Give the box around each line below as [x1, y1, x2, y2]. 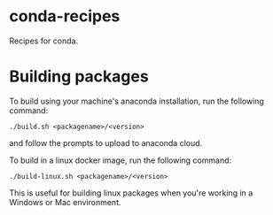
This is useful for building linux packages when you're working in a [9, 188, 253, 198]
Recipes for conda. [9, 35, 78, 46]
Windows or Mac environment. [9, 196, 121, 207]
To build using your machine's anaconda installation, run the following [9, 96, 264, 106]
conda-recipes [9, 6, 121, 27]
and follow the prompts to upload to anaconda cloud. [9, 137, 203, 148]
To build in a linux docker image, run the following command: [9, 155, 232, 165]
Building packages [9, 66, 149, 87]
